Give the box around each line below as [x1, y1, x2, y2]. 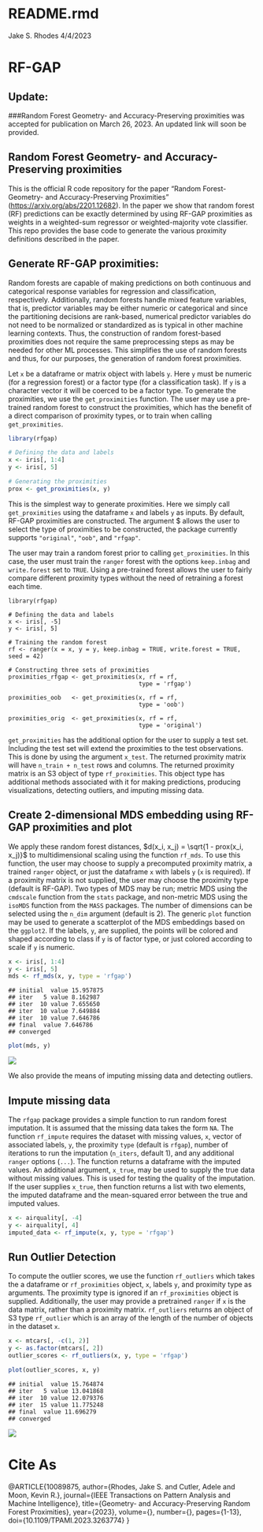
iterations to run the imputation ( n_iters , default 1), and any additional [8, 1148, 235, 1158]
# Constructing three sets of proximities [8, 666, 150, 674]
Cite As [8, 1456, 57, 1474]
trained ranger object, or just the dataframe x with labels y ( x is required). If [8, 866, 251, 877]
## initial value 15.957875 [8, 986, 104, 995]
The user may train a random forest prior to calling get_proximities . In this [8, 548, 250, 558]
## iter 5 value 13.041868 [8, 1387, 104, 1395]
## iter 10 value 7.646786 [8, 1014, 101, 1023]
